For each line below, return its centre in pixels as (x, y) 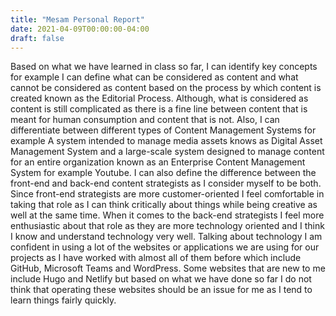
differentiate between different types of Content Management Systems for (163, 130)
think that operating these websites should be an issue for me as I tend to (161, 290)
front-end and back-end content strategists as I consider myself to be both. (166, 183)
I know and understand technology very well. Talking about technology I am (166, 237)
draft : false (37, 38)
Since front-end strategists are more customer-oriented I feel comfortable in (167, 194)
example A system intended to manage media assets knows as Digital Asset (166, 141)
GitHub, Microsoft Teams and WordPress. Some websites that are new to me (168, 268)
